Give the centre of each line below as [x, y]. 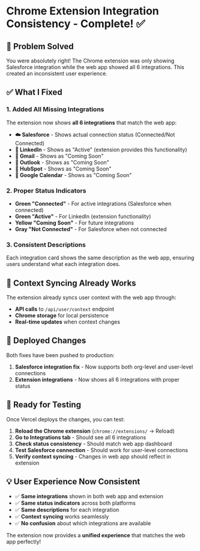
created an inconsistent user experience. [57, 74]
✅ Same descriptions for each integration [67, 510]
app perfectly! [24, 541]
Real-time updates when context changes [67, 322]
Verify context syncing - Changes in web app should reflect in [93, 456]
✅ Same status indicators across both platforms [75, 503]
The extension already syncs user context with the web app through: [91, 298]
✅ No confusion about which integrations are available [83, 523]
